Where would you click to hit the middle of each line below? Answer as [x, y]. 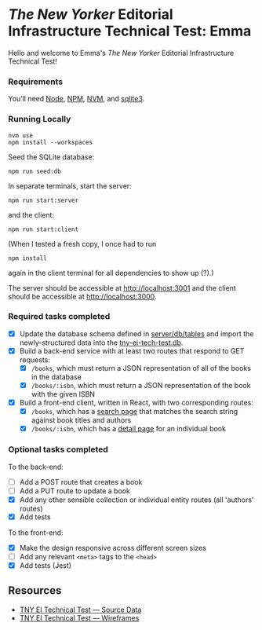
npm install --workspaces [50, 142]
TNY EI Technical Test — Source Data [80, 610]
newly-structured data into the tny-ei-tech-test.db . [101, 342]
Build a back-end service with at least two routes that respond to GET [132, 350]
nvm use [21, 135]
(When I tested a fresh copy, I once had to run [82, 244]
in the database [56, 377]
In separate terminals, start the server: [70, 185]
